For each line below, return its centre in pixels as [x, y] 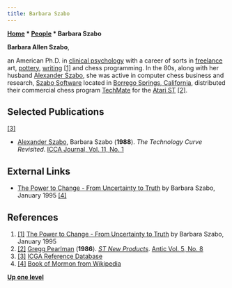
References [33, 217]
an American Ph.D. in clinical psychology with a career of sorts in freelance [115, 61]
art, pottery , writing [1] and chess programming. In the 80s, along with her [113, 67]
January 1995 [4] [42, 195]
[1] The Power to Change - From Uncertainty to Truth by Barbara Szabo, [121, 234]
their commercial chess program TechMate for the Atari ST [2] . [98, 90]
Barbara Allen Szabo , [38, 47]
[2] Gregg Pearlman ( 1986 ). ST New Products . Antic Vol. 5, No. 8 [110, 249]
